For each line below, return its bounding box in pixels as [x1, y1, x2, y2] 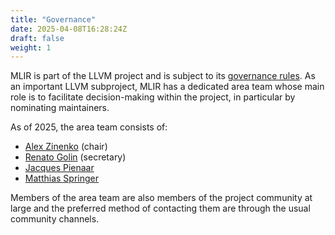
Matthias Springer [24, 172, 99, 185]
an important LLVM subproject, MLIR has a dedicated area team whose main [10, 81, 325, 93]
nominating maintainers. [10, 102, 110, 114]
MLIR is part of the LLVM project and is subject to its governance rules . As [10, 70, 316, 82]
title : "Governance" [10, 14, 97, 25]
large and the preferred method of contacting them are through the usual [10, 202, 311, 215]
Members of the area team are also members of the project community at [10, 192, 313, 204]
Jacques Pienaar [24, 162, 95, 174]
